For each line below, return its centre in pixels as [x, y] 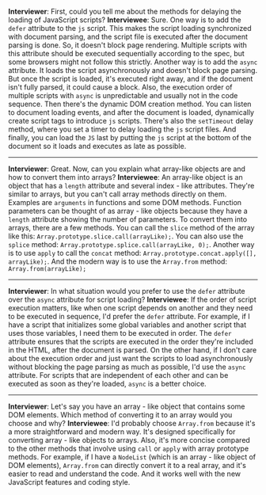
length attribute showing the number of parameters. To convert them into [128, 219]
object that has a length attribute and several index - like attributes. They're [131, 186]
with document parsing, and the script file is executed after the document [128, 36]
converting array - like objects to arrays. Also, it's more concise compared [129, 440]
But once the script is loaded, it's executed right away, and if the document [131, 79]
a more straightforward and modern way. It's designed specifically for [122, 432]
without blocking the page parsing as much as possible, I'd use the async [127, 367]
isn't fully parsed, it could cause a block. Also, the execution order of [120, 87]
